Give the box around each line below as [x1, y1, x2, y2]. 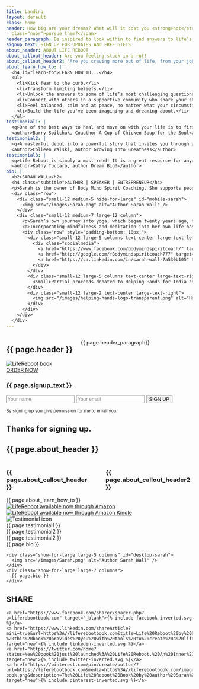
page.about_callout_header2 [105, 476, 191, 484]
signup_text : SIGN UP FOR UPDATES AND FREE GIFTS [6, 42, 131, 48]
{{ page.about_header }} [6, 444, 99, 454]
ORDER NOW [6, 366, 38, 374]
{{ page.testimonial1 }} [6, 522, 61, 529]
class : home [6, 20, 36, 25]
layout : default [6, 14, 46, 20]
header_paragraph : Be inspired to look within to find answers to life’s [6, 36, 192, 42]
